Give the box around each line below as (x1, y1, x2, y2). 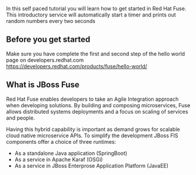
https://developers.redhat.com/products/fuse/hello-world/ (6, 62, 148, 70)
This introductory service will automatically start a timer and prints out (6, 11, 176, 18)
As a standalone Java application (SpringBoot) (14, 150, 128, 157)
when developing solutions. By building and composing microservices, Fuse (6, 101, 191, 108)
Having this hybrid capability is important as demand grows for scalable (6, 126, 181, 133)
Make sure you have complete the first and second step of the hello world (6, 50, 185, 57)
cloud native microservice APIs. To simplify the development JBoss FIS (6, 132, 178, 139)
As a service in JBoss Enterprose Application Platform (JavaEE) (14, 162, 169, 169)
